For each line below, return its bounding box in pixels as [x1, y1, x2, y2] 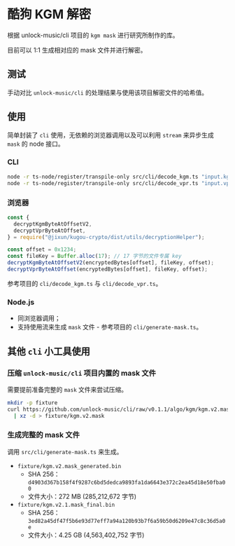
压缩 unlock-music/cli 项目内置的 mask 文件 [7, 368, 156, 378]
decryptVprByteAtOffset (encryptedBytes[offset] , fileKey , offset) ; [7, 266, 208, 273]
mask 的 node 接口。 [7, 139, 64, 148]
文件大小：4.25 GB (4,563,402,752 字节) [27, 531, 145, 539]
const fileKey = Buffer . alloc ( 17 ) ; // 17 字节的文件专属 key [7, 253, 182, 260]
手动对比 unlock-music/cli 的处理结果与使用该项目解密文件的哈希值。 [7, 88, 208, 97]
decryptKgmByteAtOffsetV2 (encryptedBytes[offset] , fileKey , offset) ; [7, 259, 215, 266]
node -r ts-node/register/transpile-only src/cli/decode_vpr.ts [7, 179, 199, 186]
